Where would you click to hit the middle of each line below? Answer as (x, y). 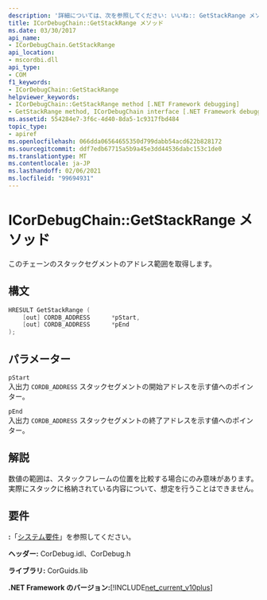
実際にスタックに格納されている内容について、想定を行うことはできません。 (133, 488)
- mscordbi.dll (33, 60)
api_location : (32, 53)
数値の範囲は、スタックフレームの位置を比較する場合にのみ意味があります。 (133, 478)
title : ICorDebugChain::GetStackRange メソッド (86, 23)
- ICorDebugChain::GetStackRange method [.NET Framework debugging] (124, 104)
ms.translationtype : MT (48, 156)
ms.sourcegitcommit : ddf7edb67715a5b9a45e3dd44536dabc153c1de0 (115, 149)
